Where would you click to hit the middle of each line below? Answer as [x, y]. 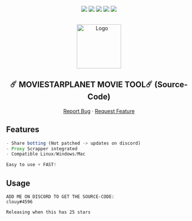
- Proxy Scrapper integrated [42, 149]
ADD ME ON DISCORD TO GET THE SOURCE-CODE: [60, 197]
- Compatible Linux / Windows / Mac [46, 154]
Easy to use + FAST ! [32, 165]
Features [23, 130]
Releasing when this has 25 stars [49, 212]
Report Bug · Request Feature [99, 111]
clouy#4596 [19, 202]
